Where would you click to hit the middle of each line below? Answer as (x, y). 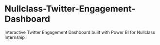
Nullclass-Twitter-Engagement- (70, 9)
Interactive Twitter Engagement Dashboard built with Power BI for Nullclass (80, 32)
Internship (15, 37)
